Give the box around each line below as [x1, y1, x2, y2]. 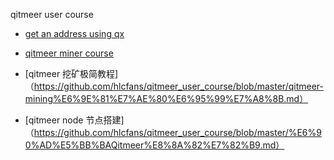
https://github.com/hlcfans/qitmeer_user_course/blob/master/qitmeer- [33, 80, 324, 92]
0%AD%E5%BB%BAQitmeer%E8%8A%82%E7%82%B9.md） [24, 139, 285, 151]
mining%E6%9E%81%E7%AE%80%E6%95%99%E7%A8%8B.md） [24, 93, 309, 104]
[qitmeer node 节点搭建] [24, 114, 125, 126]
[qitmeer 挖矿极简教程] [24, 68, 119, 79]
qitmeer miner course [24, 47, 114, 59]
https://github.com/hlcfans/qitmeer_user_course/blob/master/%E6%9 [33, 127, 322, 138]
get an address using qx [24, 28, 125, 39]
